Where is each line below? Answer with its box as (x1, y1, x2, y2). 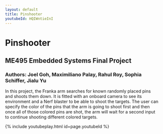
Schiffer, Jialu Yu (5, 77, 46, 84)
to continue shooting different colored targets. (5, 114, 98, 120)
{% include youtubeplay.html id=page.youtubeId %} (5, 124, 110, 130)
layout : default (5, 7, 38, 12)
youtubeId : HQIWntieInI (5, 16, 54, 21)
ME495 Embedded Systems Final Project (5, 57, 132, 65)
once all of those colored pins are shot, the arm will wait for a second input (5, 109, 155, 115)
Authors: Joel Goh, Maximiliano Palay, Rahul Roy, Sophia (5, 71, 142, 78)
